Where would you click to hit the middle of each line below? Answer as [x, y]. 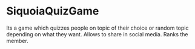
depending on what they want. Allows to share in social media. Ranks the [97, 34]
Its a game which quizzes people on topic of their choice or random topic [97, 28]
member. [17, 41]
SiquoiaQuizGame [53, 11]
